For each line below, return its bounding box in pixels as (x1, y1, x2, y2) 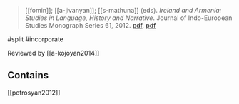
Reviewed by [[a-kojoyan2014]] (7, 49, 100, 57)
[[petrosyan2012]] (7, 88, 61, 97)
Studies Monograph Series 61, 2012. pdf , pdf (24, 21, 156, 29)
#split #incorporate (7, 35, 64, 43)
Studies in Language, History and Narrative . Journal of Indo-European (24, 14, 233, 22)
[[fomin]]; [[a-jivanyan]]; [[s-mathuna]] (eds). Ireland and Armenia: (24, 6, 222, 14)
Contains (7, 69, 49, 81)
